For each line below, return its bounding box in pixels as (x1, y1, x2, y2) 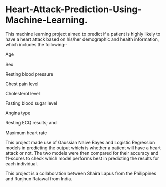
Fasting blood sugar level (5, 100, 57, 106)
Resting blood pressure (5, 71, 54, 77)
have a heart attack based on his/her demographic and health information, (5, 36, 159, 42)
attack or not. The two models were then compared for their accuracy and (5, 150, 159, 156)
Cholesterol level (5, 90, 40, 96)
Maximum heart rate (5, 130, 47, 136)
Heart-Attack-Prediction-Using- (5, 4, 142, 15)
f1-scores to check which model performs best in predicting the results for (5, 155, 159, 161)
